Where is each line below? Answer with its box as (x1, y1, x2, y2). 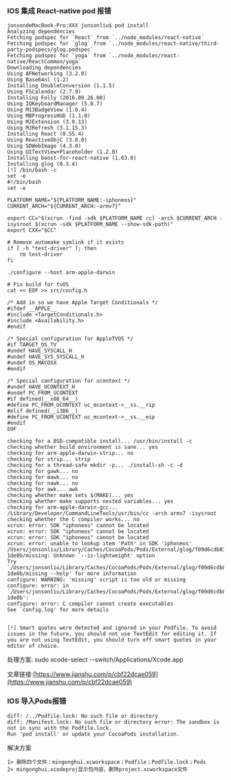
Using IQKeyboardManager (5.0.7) (7, 101, 103, 107)
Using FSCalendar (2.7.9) (7, 88, 81, 96)
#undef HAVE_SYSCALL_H (7, 348, 72, 355)
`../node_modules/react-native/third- (109, 40, 220, 48)
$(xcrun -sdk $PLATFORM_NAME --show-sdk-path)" (34, 221, 174, 228)
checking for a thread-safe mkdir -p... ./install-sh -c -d (7, 462, 184, 469)
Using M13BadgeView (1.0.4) (7, 107, 88, 114)
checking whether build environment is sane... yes (7, 444, 158, 451)
